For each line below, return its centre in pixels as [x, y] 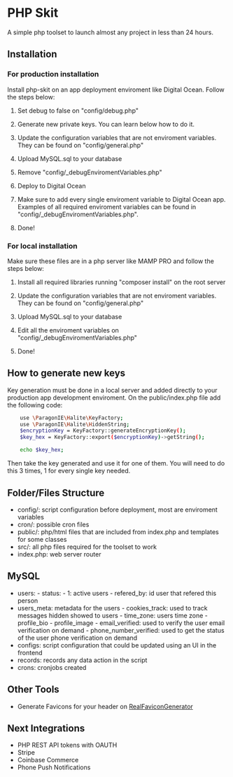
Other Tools [33, 690]
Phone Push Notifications [54, 767]
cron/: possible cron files [53, 524]
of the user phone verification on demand [77, 638]
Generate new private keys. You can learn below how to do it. [106, 124]
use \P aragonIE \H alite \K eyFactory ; [72, 418]
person [28, 601]
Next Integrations [46, 728]
